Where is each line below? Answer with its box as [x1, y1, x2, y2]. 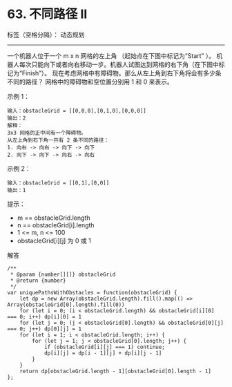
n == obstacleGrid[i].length [17, 220, 95, 229]
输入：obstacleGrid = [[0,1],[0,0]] [7, 179, 110, 187]
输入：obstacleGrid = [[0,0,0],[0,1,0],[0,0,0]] [7, 107, 147, 114]
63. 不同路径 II [7, 6, 88, 22]
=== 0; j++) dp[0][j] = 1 [7, 325, 81, 332]
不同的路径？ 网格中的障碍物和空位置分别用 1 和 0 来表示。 [7, 77, 174, 86]
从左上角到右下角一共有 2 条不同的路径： [7, 136, 109, 144]
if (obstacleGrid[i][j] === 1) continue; [43, 343, 166, 350]
